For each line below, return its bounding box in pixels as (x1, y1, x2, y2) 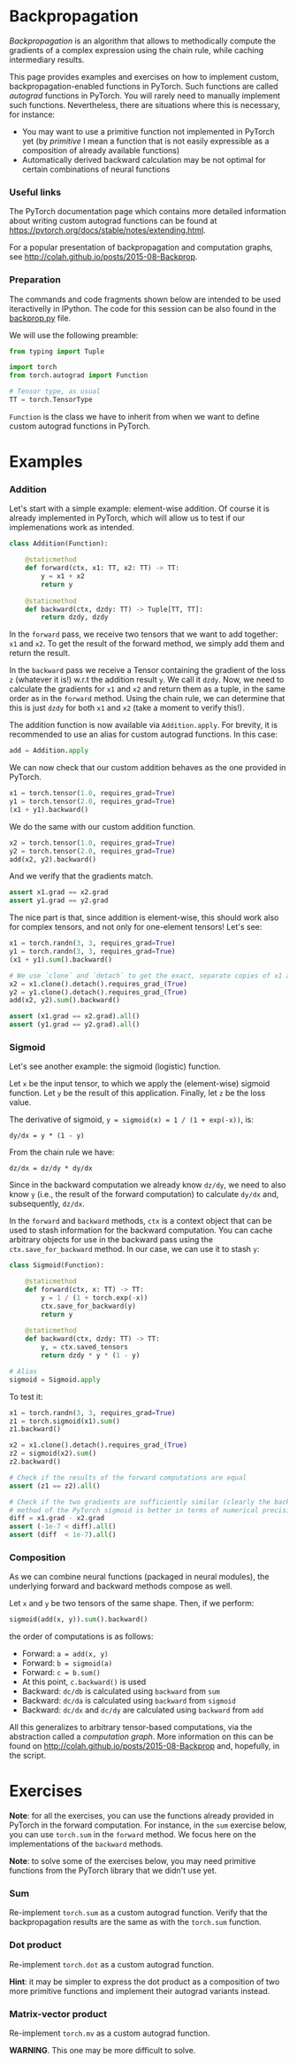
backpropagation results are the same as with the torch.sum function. (9, 1917, 263, 1928)
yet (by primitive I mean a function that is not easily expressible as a (21, 135, 270, 146)
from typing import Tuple (9, 347, 104, 356)
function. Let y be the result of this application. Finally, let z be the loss (9, 1087, 266, 1099)
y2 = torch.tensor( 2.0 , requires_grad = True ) (9, 846, 176, 855)
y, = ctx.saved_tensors (41, 1343, 128, 1352)
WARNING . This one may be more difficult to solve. (9, 2045, 196, 2056)
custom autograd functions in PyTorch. (9, 421, 151, 431)
